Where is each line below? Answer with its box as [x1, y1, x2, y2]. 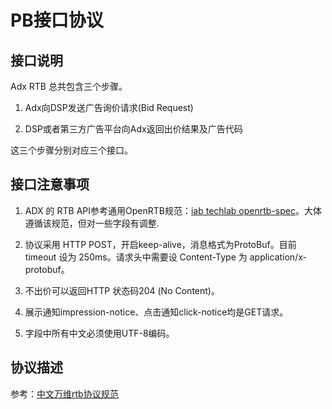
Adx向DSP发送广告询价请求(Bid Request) [24, 102, 194, 113]
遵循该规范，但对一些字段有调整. [24, 217, 160, 229]
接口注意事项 [10, 176, 90, 193]
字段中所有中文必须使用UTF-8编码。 [24, 327, 175, 339]
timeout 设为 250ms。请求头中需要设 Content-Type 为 [24, 251, 248, 263]
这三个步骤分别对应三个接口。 [10, 144, 133, 156]
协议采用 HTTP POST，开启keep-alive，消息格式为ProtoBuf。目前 [24, 238, 297, 250]
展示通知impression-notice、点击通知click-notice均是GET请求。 [24, 306, 289, 318]
